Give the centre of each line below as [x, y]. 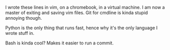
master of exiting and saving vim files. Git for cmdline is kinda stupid [77, 13]
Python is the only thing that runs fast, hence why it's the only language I [81, 28]
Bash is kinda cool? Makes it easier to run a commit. [60, 43]
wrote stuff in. [20, 33]
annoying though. [24, 18]
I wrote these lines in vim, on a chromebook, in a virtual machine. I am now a [85, 7]
